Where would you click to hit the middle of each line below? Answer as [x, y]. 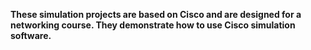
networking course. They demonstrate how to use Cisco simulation [153, 25]
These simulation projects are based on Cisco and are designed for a [156, 14]
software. [31, 35]
